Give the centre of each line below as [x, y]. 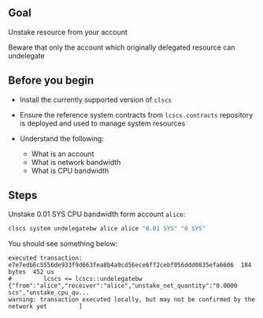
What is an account [63, 154]
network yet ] [45, 307]
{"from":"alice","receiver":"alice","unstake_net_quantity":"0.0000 [123, 286]
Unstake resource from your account [68, 32]
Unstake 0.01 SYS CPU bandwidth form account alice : [97, 214]
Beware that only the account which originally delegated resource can [122, 47]
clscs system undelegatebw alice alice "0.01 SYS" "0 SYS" [107, 229]
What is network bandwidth [76, 162]
